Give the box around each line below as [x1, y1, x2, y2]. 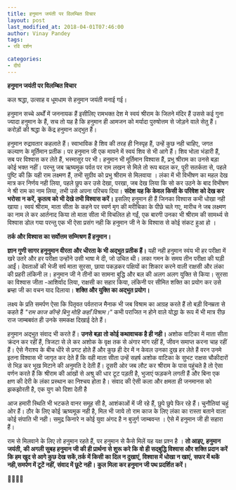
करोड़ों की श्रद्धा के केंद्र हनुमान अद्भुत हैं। [7, 125, 97, 133]
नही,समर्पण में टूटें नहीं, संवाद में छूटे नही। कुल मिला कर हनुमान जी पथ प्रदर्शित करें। [7, 461, 188, 469]
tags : [7, 37, 23, 44]
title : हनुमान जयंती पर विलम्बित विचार [7, 10, 96, 18]
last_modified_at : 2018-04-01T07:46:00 [7, 23, 124, 30]
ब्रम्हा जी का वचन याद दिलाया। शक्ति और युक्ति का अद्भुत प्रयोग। [7, 286, 150, 294]
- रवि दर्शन [7, 43, 32, 50]
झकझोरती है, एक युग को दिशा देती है [7, 385, 88, 393]
